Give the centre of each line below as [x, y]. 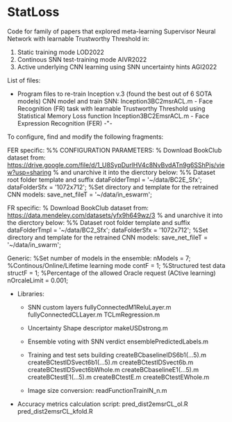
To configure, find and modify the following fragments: [85, 137]
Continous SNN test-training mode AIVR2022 [82, 59]
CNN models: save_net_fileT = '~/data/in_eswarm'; [80, 194]
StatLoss [33, 12]
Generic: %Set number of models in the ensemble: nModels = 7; [99, 258]
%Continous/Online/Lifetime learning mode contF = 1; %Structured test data [116, 265]
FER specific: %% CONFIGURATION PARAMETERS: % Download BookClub [115, 150]
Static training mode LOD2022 [60, 52]
